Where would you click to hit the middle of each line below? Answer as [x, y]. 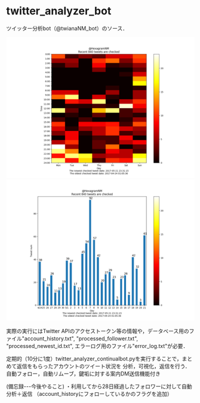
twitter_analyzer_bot [59, 11]
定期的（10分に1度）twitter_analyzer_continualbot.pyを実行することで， [94, 358]
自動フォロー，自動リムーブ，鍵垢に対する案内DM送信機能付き [84, 373]
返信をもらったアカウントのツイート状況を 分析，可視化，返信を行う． [103, 366]
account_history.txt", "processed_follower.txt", [81, 338]
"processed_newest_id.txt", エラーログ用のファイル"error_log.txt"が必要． [97, 346]
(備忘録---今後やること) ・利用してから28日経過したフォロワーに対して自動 [99, 386]
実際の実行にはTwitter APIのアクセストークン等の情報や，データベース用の [98, 331]
